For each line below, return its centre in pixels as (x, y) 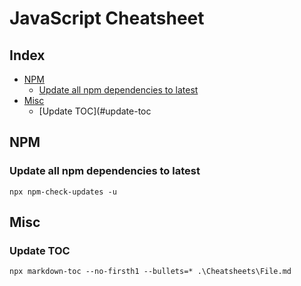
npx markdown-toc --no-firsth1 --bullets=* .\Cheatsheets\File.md (150, 272)
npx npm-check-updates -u (63, 192)
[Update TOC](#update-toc (95, 111)
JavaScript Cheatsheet (107, 18)
